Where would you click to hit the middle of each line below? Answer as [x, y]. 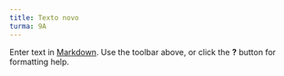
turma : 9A [28, 26]
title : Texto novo [44, 18]
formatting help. [40, 62]
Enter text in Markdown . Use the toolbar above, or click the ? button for [142, 52]
